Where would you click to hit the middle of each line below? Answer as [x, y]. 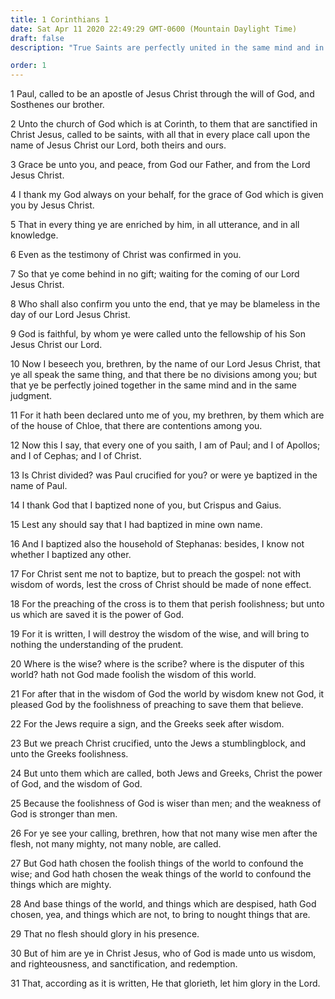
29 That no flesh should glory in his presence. [105, 934]
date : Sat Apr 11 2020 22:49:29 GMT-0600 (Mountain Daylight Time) [154, 29]
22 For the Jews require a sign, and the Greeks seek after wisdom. [147, 724]
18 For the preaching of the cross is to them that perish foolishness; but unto [167, 604]
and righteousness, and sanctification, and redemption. [124, 964]
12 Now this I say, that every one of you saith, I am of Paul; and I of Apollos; [165, 445]
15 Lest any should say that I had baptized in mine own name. [136, 525]
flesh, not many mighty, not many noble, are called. [116, 844]
